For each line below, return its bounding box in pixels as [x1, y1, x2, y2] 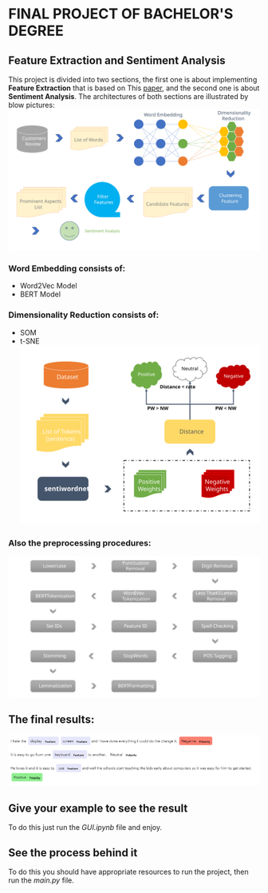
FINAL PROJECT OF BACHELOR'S [8, 5, 234, 23]
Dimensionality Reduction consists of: [8, 309, 160, 320]
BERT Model [19, 289, 61, 300]
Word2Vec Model [19, 281, 77, 291]
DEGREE [8, 22, 64, 40]
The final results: [8, 712, 95, 727]
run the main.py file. [8, 875, 74, 885]
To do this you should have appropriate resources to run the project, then [8, 867, 249, 877]
